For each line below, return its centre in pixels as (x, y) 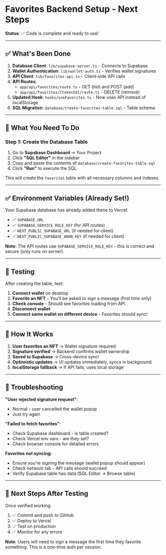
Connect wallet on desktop (40, 293)
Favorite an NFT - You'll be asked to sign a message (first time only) (82, 299)
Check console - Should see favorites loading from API (68, 304)
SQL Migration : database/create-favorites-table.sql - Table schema (84, 108)
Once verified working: (28, 506)
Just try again (26, 414)
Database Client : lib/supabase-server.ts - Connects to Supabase (80, 66)
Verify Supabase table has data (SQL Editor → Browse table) (74, 473)
